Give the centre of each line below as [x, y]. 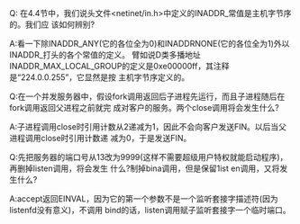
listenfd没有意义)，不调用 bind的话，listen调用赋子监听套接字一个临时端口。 [150, 210]
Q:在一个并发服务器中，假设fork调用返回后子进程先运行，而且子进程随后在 [147, 96]
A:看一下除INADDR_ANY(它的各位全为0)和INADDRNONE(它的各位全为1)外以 [150, 44]
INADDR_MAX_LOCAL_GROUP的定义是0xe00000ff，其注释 [119, 66]
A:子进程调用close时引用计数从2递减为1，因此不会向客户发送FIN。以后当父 [148, 127]
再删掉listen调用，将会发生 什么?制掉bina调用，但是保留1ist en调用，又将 [145, 168]
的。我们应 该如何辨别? [52, 24]
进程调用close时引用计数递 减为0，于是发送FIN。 [100, 138]
